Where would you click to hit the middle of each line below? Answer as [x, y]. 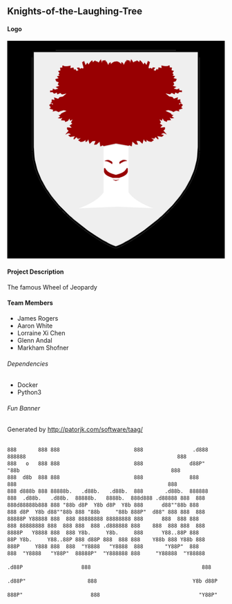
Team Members [30, 303]
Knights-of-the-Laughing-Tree [75, 11]
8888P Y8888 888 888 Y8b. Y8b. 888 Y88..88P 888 [103, 533]
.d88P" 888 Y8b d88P [112, 581]
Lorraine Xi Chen [41, 333]
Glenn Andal [35, 340]
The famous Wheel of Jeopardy [52, 287]
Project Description [36, 272]
